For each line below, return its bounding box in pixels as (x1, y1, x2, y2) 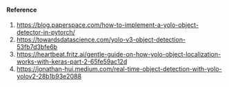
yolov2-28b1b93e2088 (16, 72, 82, 81)
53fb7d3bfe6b (16, 43, 58, 51)
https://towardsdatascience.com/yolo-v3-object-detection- (16, 35, 186, 44)
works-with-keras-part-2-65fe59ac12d (16, 57, 128, 66)
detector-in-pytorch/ (16, 28, 75, 37)
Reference (6, 6, 37, 14)
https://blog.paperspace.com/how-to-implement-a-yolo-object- (16, 21, 199, 29)
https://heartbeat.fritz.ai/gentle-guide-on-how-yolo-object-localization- (16, 50, 221, 59)
